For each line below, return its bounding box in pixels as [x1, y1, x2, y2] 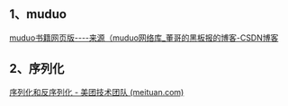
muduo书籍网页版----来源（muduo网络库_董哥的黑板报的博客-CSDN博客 [9, 32, 279, 43]
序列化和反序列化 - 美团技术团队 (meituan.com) [9, 86, 184, 97]
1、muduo [9, 6, 67, 22]
